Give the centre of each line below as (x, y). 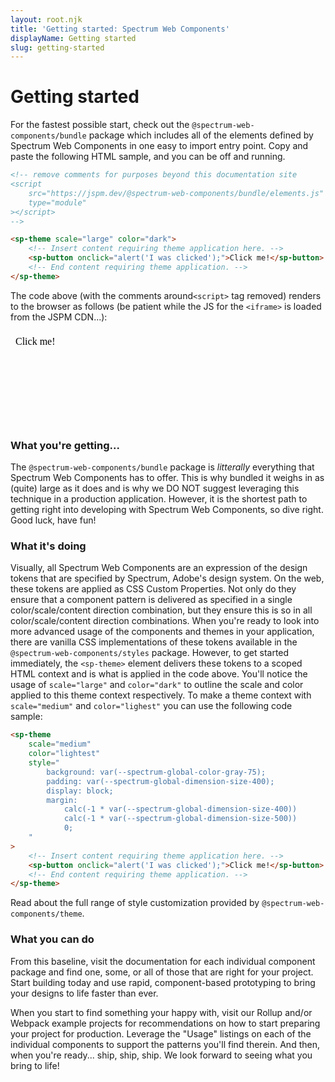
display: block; (80, 791)
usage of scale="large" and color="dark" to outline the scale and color (157, 685)
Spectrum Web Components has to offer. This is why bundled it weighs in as (167, 478)
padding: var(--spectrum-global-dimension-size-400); (160, 781)
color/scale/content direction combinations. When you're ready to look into (165, 621)
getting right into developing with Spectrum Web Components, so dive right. (167, 510)
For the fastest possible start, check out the (100, 125)
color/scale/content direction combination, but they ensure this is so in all (161, 610)
